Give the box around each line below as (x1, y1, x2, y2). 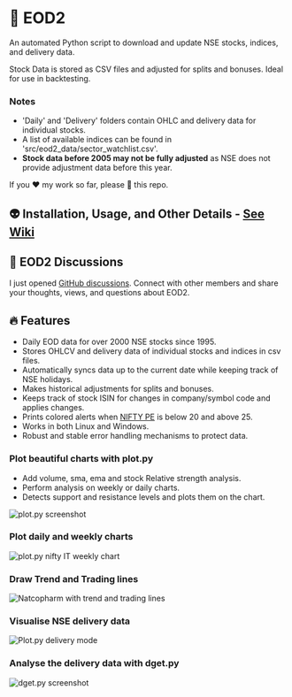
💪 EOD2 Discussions (9, 255, 124, 270)
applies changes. (21, 402, 85, 413)
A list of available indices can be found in (21, 134, 173, 145)
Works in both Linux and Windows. (21, 421, 150, 432)
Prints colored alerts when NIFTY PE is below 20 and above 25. (21, 411, 253, 423)
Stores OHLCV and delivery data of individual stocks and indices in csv (21, 346, 281, 356)
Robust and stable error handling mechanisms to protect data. (21, 431, 249, 441)
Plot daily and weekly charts (9, 531, 134, 543)
